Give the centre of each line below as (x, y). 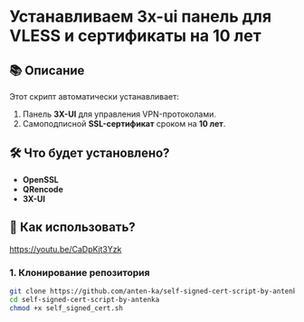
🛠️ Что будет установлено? (90, 153)
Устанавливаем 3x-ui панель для (141, 17)
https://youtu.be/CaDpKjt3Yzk (66, 249)
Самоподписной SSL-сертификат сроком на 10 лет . (124, 123)
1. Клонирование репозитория (80, 272)
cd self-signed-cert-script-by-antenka (85, 299)
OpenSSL (40, 179)
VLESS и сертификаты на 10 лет (135, 36)
